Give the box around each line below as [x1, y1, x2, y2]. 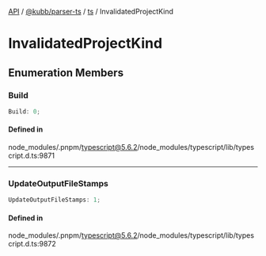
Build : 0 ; [8, 107, 41, 116]
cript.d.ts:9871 [8, 151, 55, 160]
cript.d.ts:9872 [8, 239, 57, 249]
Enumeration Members [8, 66, 124, 79]
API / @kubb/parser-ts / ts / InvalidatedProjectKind [8, 7, 174, 16]
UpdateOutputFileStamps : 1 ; [8, 196, 101, 204]
